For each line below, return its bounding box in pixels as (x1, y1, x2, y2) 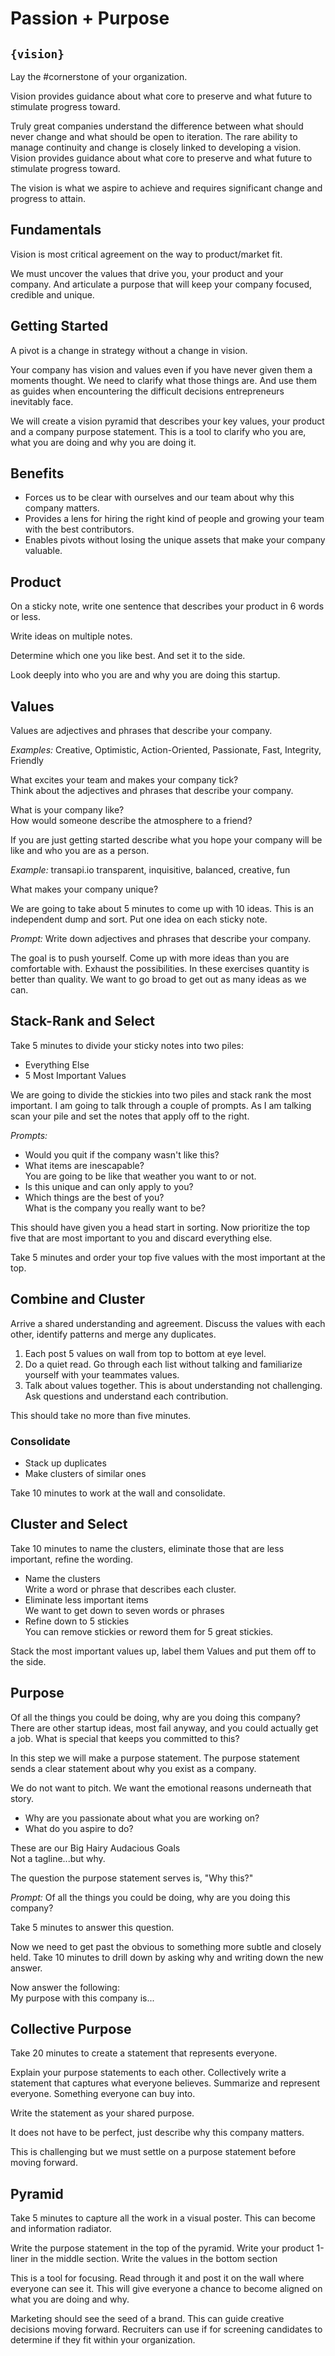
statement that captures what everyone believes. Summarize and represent (10, 2077, 321, 2089)
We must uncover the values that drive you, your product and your (10, 267, 284, 279)
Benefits (10, 465, 65, 482)
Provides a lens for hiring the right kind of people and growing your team (24, 513, 325, 525)
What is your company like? (10, 804, 125, 816)
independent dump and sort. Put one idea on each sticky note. (10, 913, 268, 926)
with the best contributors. (24, 523, 135, 536)
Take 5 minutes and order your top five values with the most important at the (10, 1251, 326, 1263)
